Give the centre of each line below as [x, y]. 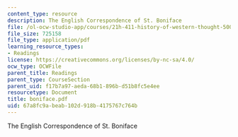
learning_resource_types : [45, 47]
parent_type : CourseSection [49, 79]
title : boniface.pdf [38, 100]
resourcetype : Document [42, 93]
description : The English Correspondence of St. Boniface [95, 20]
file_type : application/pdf [49, 40]
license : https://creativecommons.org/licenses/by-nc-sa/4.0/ [101, 60]
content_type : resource [42, 14]
